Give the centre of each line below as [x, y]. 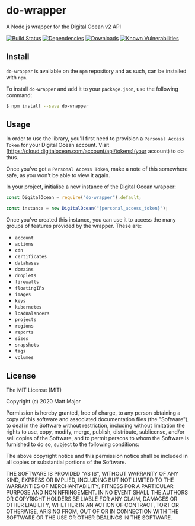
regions [24, 326]
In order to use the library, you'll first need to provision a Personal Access [95, 139]
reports [24, 332]
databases [27, 263]
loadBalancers [32, 314]
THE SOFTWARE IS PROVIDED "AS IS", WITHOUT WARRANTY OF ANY [92, 474]
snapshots [27, 345]
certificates [31, 257]
